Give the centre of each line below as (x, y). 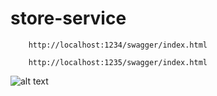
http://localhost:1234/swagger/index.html (118, 45)
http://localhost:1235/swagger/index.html (118, 62)
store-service (68, 18)
